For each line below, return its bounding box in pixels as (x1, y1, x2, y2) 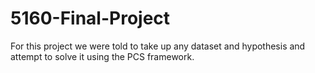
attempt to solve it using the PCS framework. (10, 50, 195, 62)
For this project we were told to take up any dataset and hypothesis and (10, 40, 306, 52)
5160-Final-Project (10, 7, 171, 30)
